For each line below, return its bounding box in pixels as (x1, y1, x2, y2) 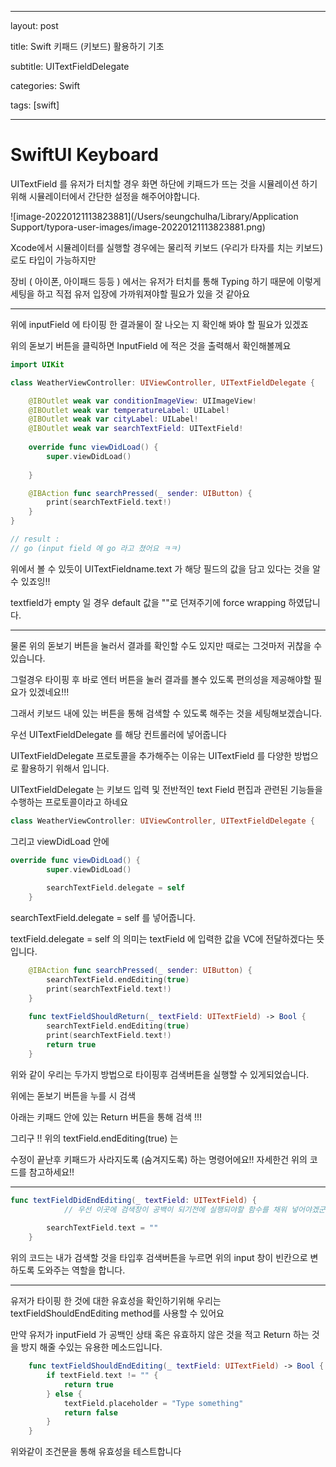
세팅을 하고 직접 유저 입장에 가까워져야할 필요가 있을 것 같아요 (10, 287, 251, 300)
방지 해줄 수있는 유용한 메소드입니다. (20, 1341, 163, 1353)
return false (63, 1407, 118, 1418)
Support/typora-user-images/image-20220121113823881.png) (10, 221, 266, 233)
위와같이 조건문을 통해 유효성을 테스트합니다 (10, 1446, 182, 1458)
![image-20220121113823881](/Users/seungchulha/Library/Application (10, 210, 299, 222)
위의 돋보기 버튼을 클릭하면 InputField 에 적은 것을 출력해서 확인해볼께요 (10, 339, 292, 351)
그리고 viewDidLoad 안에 (10, 835, 110, 847)
